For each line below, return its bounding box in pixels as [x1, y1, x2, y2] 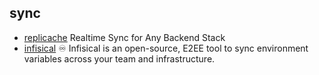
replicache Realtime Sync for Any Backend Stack [23, 31, 226, 43]
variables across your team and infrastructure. [23, 52, 216, 65]
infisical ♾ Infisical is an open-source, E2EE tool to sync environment [23, 42, 309, 54]
